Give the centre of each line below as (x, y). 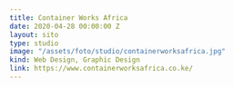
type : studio (34, 43)
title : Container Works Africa (69, 18)
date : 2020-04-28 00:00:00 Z (65, 26)
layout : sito (34, 34)
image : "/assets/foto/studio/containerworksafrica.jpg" (117, 52)
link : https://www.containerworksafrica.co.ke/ (102, 69)
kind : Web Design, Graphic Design (75, 60)
